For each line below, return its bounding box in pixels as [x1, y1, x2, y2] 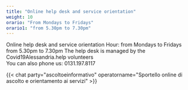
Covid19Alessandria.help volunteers [6, 54, 93, 61]
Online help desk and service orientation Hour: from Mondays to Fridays [6, 41, 182, 48]
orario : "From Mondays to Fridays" [6, 19, 94, 25]
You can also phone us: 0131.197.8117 [6, 60, 96, 67]
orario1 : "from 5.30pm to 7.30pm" [6, 25, 92, 31]
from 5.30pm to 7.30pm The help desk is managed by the [6, 48, 146, 55]
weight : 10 [6, 14, 33, 20]
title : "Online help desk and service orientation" [6, 8, 136, 15]
